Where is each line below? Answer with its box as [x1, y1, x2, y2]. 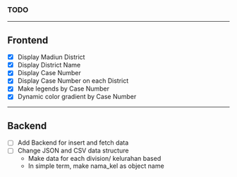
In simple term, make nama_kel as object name [28, 162, 164, 170]
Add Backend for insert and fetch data [17, 138, 129, 147]
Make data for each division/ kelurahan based [28, 155, 162, 163]
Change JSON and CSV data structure [17, 146, 129, 155]
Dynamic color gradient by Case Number [17, 93, 137, 101]
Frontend [7, 34, 49, 46]
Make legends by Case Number [17, 84, 110, 93]
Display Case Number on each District [17, 77, 129, 85]
